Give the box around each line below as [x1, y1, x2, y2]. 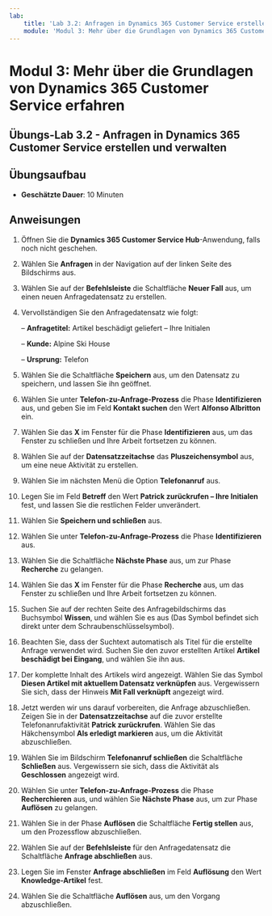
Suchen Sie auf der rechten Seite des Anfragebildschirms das [20, 604, 227, 614]
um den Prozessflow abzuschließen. [20, 826, 142, 837]
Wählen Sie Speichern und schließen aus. [20, 515, 162, 526]
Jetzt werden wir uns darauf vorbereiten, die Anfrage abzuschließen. [20, 703, 251, 712]
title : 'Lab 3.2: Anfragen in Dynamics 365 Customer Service [23, 19, 233, 27]
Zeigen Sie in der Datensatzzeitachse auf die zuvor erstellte [20, 711, 223, 720]
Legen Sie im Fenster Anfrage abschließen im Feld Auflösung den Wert [20, 867, 262, 876]
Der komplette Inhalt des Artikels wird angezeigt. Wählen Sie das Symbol [20, 669, 263, 679]
